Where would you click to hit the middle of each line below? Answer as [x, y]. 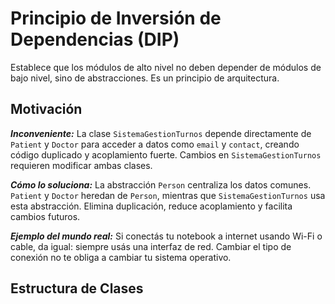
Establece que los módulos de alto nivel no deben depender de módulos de [166, 67]
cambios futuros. [45, 216]
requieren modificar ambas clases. [81, 165]
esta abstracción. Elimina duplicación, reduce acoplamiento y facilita [151, 206]
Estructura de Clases [77, 288]
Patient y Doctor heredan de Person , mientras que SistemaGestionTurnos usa [168, 195]
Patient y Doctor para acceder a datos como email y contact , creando [155, 144]
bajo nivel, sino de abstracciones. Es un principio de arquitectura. [145, 78]
